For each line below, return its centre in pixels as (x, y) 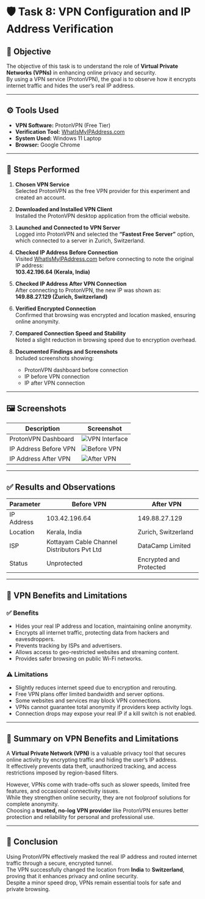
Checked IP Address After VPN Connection (71, 283)
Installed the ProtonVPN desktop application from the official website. (103, 216)
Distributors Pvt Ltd (74, 550)
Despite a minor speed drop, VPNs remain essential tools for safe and (94, 883)
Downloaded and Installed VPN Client (64, 209)
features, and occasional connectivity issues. (63, 791)
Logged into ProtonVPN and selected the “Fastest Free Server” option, (105, 234)
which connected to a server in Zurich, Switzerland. (80, 240)
